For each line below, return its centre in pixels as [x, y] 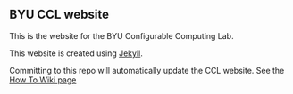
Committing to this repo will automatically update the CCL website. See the [147, 70]
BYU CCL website [59, 15]
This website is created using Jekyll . [76, 53]
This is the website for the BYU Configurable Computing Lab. [121, 35]
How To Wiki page [43, 80]
